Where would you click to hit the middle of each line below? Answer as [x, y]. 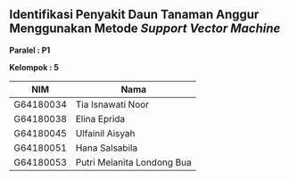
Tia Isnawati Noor [112, 104]
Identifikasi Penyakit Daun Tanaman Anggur [134, 15]
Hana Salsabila [107, 148]
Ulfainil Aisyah [105, 133]
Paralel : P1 [30, 50]
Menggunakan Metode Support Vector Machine [145, 29]
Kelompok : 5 [34, 67]
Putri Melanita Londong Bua [133, 162]
